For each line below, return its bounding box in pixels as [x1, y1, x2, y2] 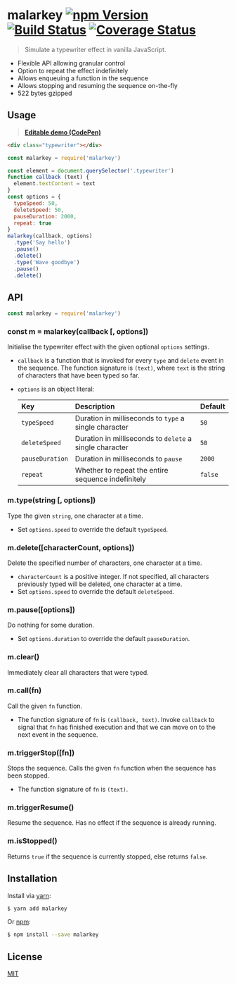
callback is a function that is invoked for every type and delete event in [17, 356, 224, 365]
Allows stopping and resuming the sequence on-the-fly [17, 81, 178, 89]
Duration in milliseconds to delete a [74, 434, 192, 444]
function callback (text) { [7, 173, 90, 181]
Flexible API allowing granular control [17, 58, 125, 67]
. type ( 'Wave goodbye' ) [13, 259, 80, 266]
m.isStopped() [7, 836, 58, 846]
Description [74, 401, 115, 411]
